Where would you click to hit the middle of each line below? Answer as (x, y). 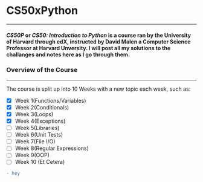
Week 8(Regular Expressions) (52, 148)
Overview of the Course (42, 70)
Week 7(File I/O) (35, 141)
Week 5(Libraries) (37, 128)
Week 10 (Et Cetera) (40, 162)
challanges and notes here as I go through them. (68, 54)
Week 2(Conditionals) (42, 107)
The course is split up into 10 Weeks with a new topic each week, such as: (98, 89)
